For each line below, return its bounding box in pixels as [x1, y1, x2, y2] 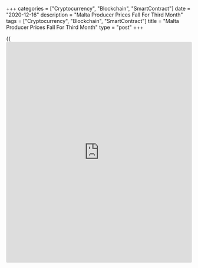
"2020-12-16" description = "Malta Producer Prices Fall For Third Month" [6, 11, 184, 18]
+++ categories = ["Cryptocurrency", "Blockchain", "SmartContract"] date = [6, 5, 191, 12]
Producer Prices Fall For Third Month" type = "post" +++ [6, 24, 144, 31]
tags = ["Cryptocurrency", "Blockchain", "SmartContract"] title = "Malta [6, 18, 180, 24]
